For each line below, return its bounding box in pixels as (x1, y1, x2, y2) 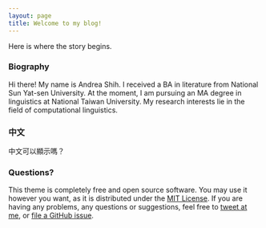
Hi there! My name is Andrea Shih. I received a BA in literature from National (8, 79, 259, 89)
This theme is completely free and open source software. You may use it (8, 185, 248, 195)
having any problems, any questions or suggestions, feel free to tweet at (8, 202, 248, 212)
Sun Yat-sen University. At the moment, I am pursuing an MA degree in (8, 88, 242, 97)
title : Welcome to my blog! (8, 19, 103, 27)
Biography (8, 61, 50, 72)
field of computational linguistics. (8, 105, 119, 115)
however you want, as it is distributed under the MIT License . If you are (8, 193, 243, 203)
